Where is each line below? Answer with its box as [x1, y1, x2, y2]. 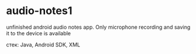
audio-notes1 [6, 4, 73, 18]
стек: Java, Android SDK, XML [6, 41, 81, 48]
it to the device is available [6, 29, 71, 36]
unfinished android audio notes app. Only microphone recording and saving [6, 23, 191, 31]
